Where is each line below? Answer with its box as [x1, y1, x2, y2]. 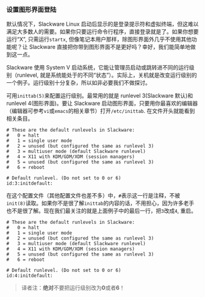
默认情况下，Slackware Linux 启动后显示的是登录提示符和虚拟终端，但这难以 [6, 20, 199, 28]
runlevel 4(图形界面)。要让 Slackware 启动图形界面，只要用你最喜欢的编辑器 [6, 99, 198, 107]
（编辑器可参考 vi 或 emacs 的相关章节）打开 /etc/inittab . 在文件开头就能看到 [6, 107, 195, 115]
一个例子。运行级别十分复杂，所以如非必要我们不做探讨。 [6, 79, 151, 87]
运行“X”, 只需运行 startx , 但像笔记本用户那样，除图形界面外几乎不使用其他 [6, 35, 192, 43]
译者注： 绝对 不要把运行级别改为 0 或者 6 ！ [21, 284, 125, 292]
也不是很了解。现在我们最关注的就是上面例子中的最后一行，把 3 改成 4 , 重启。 [6, 207, 197, 215]
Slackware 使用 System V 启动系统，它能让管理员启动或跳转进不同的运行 [6, 64, 189, 71]
